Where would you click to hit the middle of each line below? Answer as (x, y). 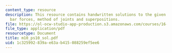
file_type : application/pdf (35, 29)
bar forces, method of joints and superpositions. (65, 19)
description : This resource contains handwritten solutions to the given (86, 15)
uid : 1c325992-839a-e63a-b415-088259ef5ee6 (52, 43)
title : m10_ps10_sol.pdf (32, 38)
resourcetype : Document (31, 33)
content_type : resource (31, 10)
